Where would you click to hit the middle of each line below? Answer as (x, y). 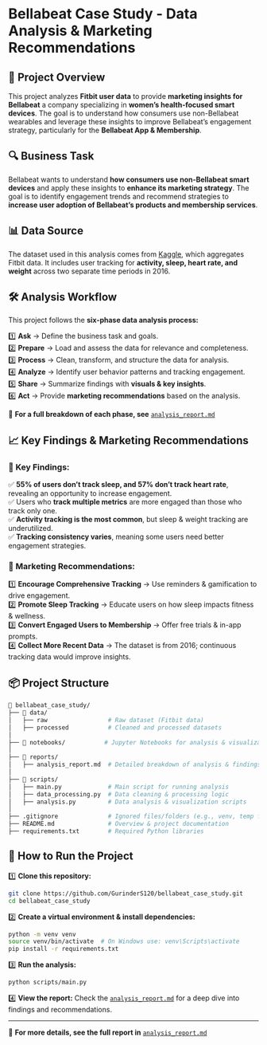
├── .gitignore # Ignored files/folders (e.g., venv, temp (131, 817)
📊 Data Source (46, 231)
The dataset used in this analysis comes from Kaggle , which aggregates (126, 254)
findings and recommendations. (60, 1010)
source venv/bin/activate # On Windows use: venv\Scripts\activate (124, 941)
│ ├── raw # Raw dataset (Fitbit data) (106, 720)
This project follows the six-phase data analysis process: (103, 320)
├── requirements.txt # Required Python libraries (106, 831)
